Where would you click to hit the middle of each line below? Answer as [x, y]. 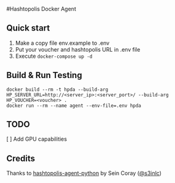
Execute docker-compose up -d [54, 56]
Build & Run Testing [44, 75]
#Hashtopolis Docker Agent [41, 9]
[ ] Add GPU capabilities [37, 139]
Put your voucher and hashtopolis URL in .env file [78, 49]
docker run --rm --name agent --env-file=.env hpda [74, 106]
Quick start [28, 28]
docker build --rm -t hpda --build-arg [57, 89]
